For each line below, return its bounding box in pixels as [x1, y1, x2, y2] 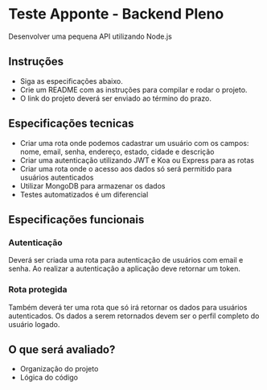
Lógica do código [19, 372, 79, 383]
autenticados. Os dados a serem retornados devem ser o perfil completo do [8, 311, 260, 321]
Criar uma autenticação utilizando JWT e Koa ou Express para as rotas [19, 155, 255, 165]
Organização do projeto [19, 364, 99, 374]
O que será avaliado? [8, 342, 116, 356]
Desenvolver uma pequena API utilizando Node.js [8, 31, 173, 41]
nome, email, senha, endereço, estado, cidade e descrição [19, 147, 215, 156]
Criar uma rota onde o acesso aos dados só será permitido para [19, 164, 232, 173]
